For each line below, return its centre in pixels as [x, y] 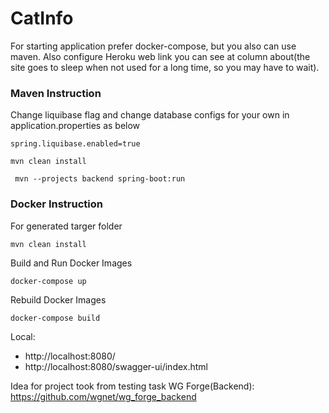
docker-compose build [55, 318]
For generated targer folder [66, 226]
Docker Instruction [56, 204]
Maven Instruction [56, 93]
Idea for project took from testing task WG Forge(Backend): [132, 386]
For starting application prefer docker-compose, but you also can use [153, 46]
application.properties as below [75, 126]
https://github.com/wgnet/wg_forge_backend [103, 396]
